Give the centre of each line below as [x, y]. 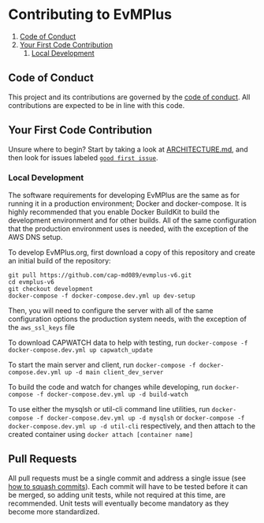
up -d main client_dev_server [114, 372]
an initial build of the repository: [60, 260]
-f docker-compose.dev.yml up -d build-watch [113, 394]
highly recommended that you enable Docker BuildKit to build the [114, 211]
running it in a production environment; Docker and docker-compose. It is [127, 204]
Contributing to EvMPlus [90, 15]
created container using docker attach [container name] [101, 434]
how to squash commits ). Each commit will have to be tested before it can [128, 486]
